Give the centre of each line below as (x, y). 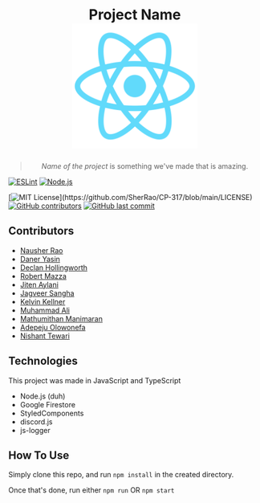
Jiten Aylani (39, 284)
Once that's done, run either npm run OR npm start (91, 490)
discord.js (36, 421)
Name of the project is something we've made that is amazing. (145, 166)
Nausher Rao (41, 250)
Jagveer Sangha (47, 293)
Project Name (135, 15)
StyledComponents (52, 413)
